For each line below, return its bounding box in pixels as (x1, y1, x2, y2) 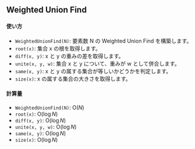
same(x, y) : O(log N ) (14, 130, 66, 137)
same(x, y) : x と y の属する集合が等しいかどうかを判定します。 (14, 67, 172, 74)
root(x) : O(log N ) (14, 110, 59, 118)
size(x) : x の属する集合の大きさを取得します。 (14, 75, 132, 82)
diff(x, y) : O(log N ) (14, 116, 66, 124)
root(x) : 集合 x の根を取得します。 (14, 45, 101, 52)
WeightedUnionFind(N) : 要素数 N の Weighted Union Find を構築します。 (14, 37, 192, 44)
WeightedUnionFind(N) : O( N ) (14, 104, 85, 111)
